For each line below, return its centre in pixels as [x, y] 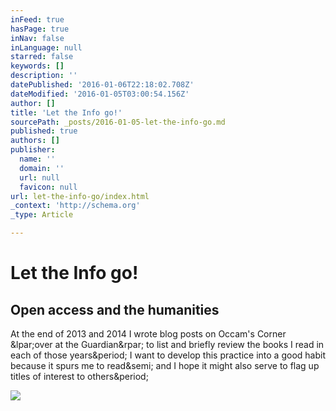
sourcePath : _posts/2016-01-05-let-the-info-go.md [118, 122]
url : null [39, 177]
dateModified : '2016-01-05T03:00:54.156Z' [100, 94]
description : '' [44, 76]
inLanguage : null [46, 47]
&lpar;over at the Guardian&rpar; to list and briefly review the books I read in [167, 344]
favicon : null [48, 187]
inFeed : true [37, 19]
